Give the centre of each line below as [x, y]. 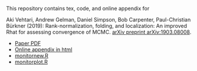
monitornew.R [32, 56]
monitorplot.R [31, 62]
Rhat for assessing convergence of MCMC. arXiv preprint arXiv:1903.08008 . [99, 32]
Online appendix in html [43, 49]
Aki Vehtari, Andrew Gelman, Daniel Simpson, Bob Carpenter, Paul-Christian [98, 19]
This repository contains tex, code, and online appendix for [78, 8]
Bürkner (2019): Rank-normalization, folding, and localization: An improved [97, 26]
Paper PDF [28, 43]
